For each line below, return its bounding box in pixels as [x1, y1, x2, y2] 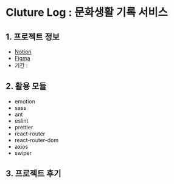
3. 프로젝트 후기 [5, 168, 61, 179]
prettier [14, 123, 33, 131]
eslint [14, 117, 29, 124]
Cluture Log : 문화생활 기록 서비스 [5, 5, 168, 19]
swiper [14, 149, 32, 157]
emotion [14, 98, 36, 105]
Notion [14, 48, 32, 55]
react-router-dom [14, 136, 59, 143]
